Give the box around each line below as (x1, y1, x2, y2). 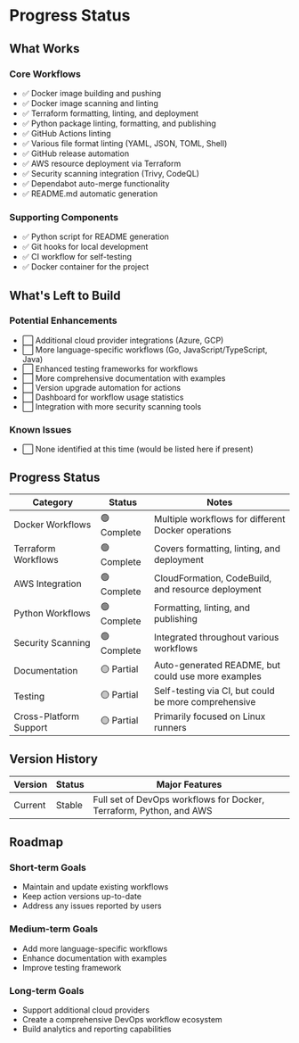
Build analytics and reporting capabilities (21, 1023, 172, 1035)
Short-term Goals (9, 862, 87, 874)
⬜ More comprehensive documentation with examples (21, 372, 226, 384)
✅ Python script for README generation (21, 231, 169, 242)
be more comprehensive (154, 695, 256, 708)
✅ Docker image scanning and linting (21, 97, 158, 108)
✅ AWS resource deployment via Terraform (21, 158, 182, 169)
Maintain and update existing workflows (21, 882, 169, 892)
